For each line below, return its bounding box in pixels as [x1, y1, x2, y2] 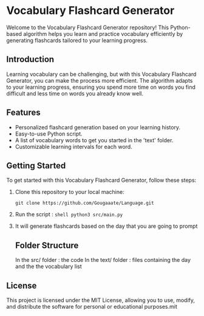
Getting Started [6, 160, 66, 171]
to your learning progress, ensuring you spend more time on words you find [6, 83, 195, 91]
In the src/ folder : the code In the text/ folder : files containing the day [15, 256, 191, 264]
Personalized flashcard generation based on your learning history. [15, 123, 181, 131]
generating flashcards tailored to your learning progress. [6, 36, 148, 44]
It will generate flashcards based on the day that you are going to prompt [15, 222, 198, 230]
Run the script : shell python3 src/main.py [15, 211, 123, 218]
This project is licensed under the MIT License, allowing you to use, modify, [6, 297, 195, 304]
